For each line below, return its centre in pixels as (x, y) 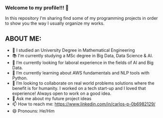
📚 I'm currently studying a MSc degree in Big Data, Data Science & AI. (82, 56)
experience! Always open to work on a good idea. (62, 93)
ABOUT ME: (23, 38)
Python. (20, 78)
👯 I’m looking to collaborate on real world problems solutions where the (83, 83)
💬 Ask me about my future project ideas (52, 99)
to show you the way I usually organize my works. (55, 23)
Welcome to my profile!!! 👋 (37, 8)
